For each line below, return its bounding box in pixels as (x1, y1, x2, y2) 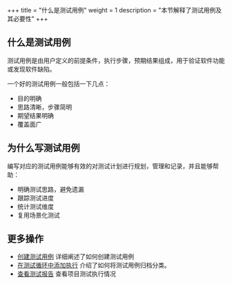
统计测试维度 (17, 202, 54, 210)
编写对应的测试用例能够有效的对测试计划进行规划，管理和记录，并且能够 (7, 161, 213, 170)
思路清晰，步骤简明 (17, 103, 72, 111)
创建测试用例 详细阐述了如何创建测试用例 (17, 252, 135, 261)
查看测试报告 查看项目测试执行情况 (17, 270, 116, 278)
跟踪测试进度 (17, 194, 54, 202)
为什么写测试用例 (7, 142, 80, 154)
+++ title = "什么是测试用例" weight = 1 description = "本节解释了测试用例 (7, 6, 216, 14)
